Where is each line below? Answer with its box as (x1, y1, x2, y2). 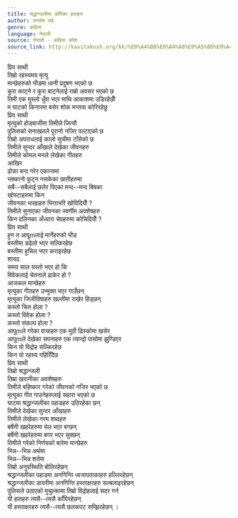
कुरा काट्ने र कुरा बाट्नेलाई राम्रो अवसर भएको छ (7, 87, 115, 95)
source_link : (7, 43, 46, 50)
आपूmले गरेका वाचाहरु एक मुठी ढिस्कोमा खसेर (7, 327, 110, 335)
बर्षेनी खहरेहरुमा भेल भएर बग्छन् (7, 423, 76, 431)
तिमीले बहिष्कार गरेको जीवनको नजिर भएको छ (7, 383, 108, 391)
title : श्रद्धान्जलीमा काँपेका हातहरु (7, 10, 84, 18)
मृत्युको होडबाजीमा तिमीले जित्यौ (7, 119, 77, 127)
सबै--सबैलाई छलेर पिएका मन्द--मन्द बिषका (7, 183, 103, 191)
